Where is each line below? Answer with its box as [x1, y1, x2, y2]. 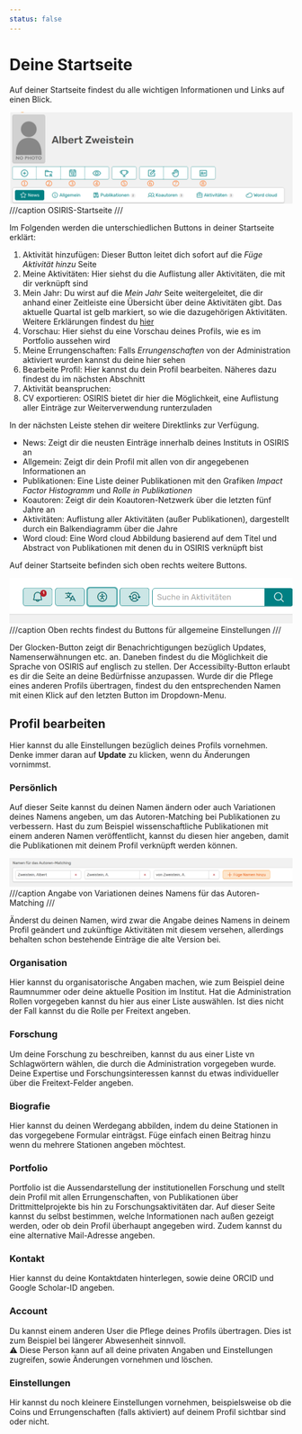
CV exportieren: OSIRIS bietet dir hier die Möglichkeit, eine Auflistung [22, 392, 279, 404]
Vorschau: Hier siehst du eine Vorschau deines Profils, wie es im [22, 326, 262, 337]
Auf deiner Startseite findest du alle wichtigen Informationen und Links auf [9, 84, 285, 95]
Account [9, 1305, 48, 1318]
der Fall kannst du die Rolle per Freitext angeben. [9, 1006, 191, 1016]
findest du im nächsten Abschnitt [22, 374, 146, 384]
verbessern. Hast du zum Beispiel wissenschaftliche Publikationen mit [9, 821, 269, 832]
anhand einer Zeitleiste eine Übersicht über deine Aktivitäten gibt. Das [22, 297, 282, 308]
